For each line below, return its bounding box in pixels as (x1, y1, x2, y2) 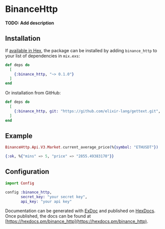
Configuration (5, 167, 50, 176)
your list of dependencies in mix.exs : (5, 53, 80, 59)
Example (5, 132, 33, 140)
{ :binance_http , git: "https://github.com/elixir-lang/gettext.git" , (14, 108, 161, 114)
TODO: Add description (5, 20, 55, 26)
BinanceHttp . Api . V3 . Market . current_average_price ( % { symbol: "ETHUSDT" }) (5, 145, 159, 150)
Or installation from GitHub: (5, 90, 61, 96)
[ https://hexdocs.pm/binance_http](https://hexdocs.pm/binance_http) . (5, 219, 149, 225)
